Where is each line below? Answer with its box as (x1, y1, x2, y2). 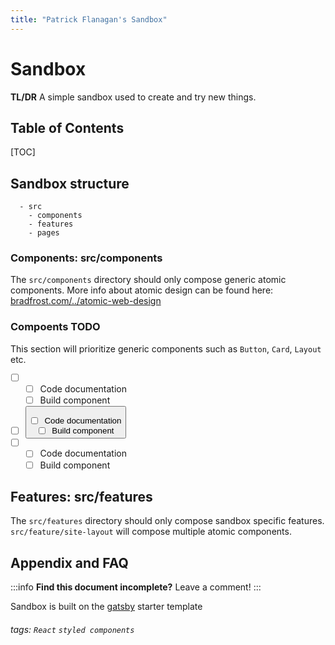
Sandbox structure (10, 175, 130, 192)
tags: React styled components (10, 623, 135, 635)
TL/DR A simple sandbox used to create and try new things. (10, 91, 257, 103)
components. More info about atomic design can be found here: (10, 284, 274, 296)
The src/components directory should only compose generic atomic (10, 274, 287, 286)
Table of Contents (10, 119, 125, 136)
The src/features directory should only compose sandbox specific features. (10, 515, 325, 527)
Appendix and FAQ (10, 554, 129, 571)
